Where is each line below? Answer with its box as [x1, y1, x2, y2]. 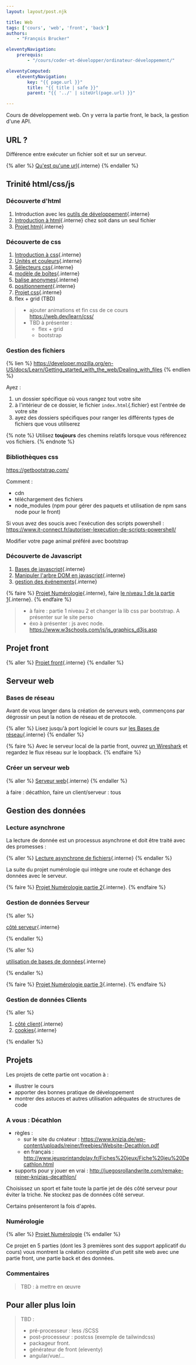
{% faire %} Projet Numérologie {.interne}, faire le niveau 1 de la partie [6, 589, 175, 596]
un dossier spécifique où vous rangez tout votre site [14, 395, 141, 403]
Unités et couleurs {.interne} [14, 257, 82, 264]
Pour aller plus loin [6, 1300, 76, 1310]
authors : [6, 30, 28, 36]
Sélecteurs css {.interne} [14, 264, 74, 271]
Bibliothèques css [6, 453, 59, 461]
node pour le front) [14, 508, 61, 515]
